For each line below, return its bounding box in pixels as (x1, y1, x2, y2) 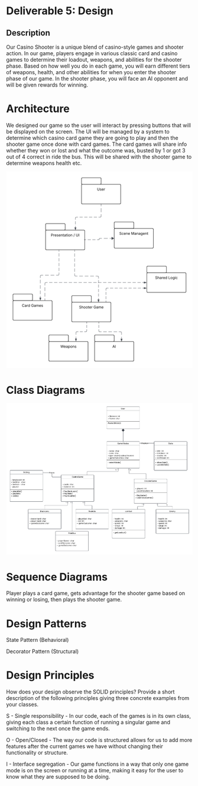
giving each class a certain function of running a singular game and (6, 719, 170, 726)
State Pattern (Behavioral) (6, 637, 69, 644)
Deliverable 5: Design (6, 4, 113, 18)
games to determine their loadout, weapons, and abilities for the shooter (6, 56, 182, 63)
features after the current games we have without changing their (6, 743, 164, 750)
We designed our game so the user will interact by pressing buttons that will (6, 122, 191, 129)
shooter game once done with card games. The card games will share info (6, 141, 187, 148)
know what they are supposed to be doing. (6, 773, 111, 781)
